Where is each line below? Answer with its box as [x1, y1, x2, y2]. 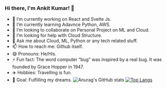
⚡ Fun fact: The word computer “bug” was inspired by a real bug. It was [12, 56, 162, 63]
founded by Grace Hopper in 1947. [12, 64, 84, 70]
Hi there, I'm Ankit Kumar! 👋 [5, 5, 75, 12]
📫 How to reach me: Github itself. [12, 43, 83, 50]
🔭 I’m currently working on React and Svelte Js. [12, 16, 112, 22]
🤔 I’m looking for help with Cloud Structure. [12, 33, 103, 39]
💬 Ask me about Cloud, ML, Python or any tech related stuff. [12, 38, 138, 44]
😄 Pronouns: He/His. [12, 51, 57, 57]
